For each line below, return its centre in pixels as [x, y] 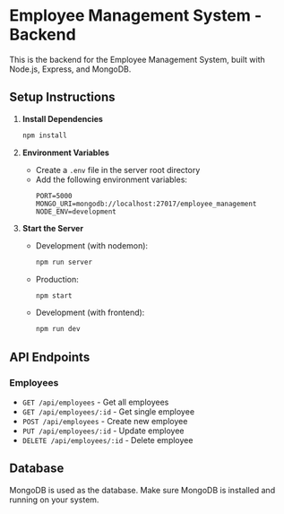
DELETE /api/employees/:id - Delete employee [108, 440]
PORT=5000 [54, 196]
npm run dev [58, 329]
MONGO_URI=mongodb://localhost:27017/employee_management [146, 204]
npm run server [64, 262]
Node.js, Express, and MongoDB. [70, 69]
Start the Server [52, 228]
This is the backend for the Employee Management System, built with [138, 59]
